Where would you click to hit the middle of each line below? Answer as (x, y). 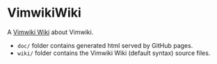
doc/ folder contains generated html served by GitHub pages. (105, 45)
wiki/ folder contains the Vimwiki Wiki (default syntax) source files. (114, 53)
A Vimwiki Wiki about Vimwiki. (50, 32)
